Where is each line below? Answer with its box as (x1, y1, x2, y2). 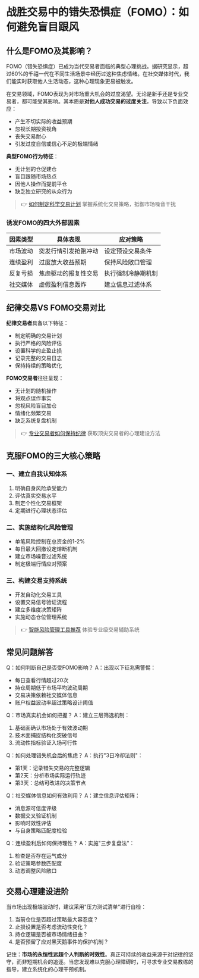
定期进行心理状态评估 (14, 507, 67, 514)
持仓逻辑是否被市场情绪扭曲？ (14, 931, 88, 938)
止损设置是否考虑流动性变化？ (14, 923, 88, 930)
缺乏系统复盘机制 (14, 417, 57, 424)
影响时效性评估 (14, 820, 52, 827)
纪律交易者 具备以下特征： (6, 320, 69, 327)
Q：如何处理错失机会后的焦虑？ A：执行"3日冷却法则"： (6, 752, 143, 759)
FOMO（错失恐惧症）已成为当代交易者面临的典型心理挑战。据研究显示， (6, 63, 184, 70)
